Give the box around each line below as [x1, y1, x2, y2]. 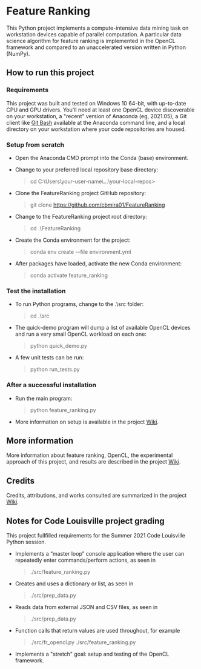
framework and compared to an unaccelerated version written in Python [6, 44, 186, 51]
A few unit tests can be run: [15, 354, 84, 361]
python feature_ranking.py [30, 406, 96, 413]
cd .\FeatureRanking [30, 224, 81, 231]
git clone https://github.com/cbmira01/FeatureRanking [30, 201, 165, 208]
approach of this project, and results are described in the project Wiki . [6, 458, 181, 465]
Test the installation [6, 287, 66, 295]
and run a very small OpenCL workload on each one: [15, 330, 147, 338]
